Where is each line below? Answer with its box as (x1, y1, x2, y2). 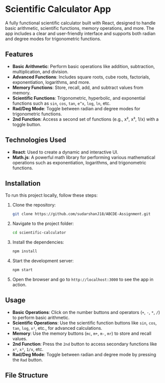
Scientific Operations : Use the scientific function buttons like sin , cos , (12, 319, 157, 326)
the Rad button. (12, 357, 43, 363)
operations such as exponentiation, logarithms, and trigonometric (12, 159, 147, 165)
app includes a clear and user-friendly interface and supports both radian (5, 30, 156, 36)
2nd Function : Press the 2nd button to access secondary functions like (12, 341, 158, 347)
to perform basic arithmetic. (12, 314, 70, 320)
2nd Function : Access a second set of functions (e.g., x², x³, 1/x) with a (12, 116, 159, 122)
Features (5, 50, 33, 59)
